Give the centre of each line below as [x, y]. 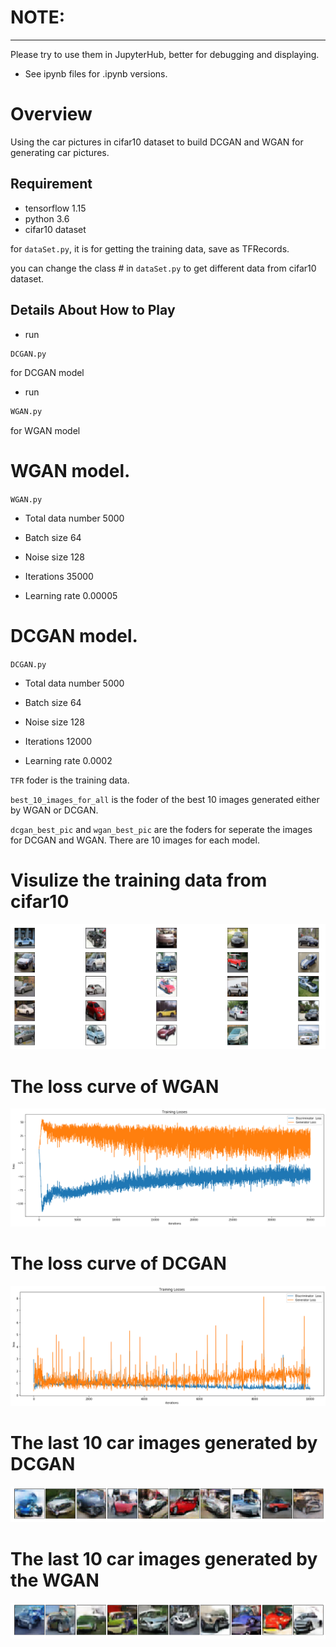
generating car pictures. [60, 152]
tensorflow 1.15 [55, 208]
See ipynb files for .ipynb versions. [96, 73]
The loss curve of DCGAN [118, 1263]
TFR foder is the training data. [70, 780]
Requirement [51, 184]
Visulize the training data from [139, 880]
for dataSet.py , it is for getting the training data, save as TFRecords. [150, 248]
